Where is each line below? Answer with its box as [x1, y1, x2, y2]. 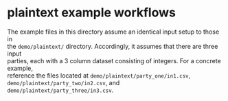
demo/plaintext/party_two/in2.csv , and [7, 78, 120, 87]
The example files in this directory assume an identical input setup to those [7, 27, 220, 36]
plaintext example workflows [7, 5, 176, 21]
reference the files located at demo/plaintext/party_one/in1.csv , [7, 71, 191, 80]
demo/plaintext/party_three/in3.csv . [7, 86, 114, 94]
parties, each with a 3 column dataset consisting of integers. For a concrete [7, 56, 221, 65]
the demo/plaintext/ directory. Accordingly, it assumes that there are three [7, 42, 218, 50]
